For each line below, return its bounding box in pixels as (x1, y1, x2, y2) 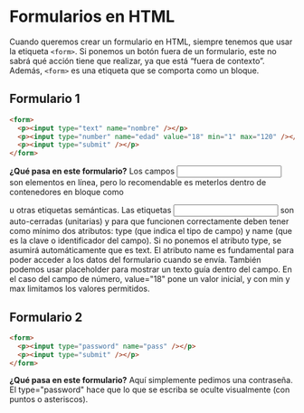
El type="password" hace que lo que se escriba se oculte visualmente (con (9, 384, 290, 395)
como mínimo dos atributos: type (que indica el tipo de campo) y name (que (9, 226, 292, 237)
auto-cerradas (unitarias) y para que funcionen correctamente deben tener (9, 216, 290, 227)
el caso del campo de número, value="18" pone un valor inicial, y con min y (9, 274, 290, 285)
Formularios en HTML (9, 6, 176, 27)
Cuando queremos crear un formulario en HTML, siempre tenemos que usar (9, 36, 293, 47)
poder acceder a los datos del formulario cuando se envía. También (9, 255, 261, 266)
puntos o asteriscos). (9, 394, 89, 405)
